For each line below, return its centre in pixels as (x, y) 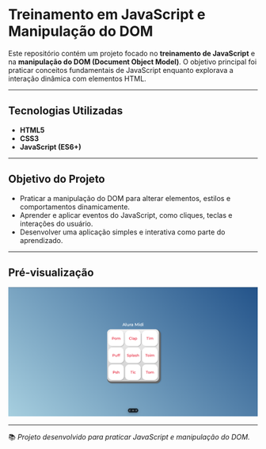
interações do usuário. (56, 223)
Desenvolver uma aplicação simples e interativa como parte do (122, 232)
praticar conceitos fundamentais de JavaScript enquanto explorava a (121, 70)
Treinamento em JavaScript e (107, 15)
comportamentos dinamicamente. (75, 207)
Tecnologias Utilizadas (66, 111)
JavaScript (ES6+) (50, 146)
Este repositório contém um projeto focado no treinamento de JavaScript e (132, 53)
